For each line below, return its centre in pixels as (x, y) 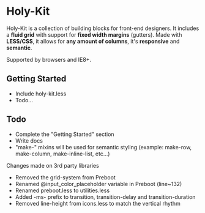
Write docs (29, 140)
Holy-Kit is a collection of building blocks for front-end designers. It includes (103, 28)
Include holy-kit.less (41, 94)
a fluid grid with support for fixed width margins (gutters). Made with (94, 34)
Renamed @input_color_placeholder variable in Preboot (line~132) (99, 184)
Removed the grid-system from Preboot (65, 177)
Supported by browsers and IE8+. (49, 59)
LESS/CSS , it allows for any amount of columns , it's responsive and (93, 41)
